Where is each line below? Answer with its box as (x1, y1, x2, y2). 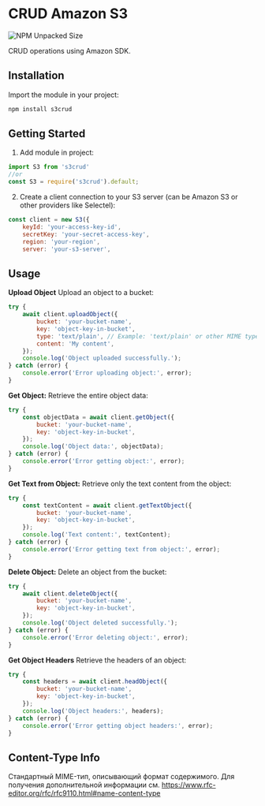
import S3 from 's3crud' (8, 163, 90, 171)
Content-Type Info (8, 751, 100, 764)
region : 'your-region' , (22, 237, 101, 245)
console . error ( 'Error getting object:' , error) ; (22, 457, 185, 465)
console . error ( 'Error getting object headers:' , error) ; (22, 722, 214, 730)
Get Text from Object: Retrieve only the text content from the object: (8, 479, 232, 488)
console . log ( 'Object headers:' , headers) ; (22, 707, 164, 715)
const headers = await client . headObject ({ (22, 677, 168, 686)
